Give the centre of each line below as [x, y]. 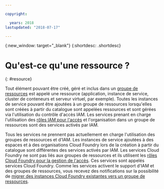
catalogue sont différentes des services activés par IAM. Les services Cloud [82, 150]
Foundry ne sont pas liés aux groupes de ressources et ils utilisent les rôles [81, 156]
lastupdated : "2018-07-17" [33, 27]
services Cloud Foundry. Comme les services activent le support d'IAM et [80, 166]
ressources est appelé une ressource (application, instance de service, [77, 94]
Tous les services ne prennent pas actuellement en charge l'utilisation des [80, 135]
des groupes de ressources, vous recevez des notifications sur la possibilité [82, 171]
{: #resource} [19, 79]
